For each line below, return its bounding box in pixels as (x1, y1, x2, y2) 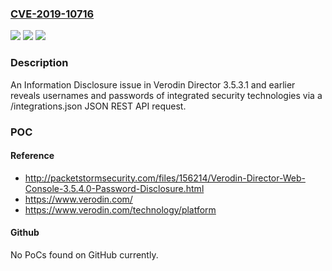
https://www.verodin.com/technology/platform (24, 203, 217, 216)
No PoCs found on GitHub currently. (10, 248, 159, 261)
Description (10, 56, 69, 70)
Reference (10, 150, 55, 162)
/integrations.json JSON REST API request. (10, 100, 187, 112)
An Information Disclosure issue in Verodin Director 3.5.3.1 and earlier (10, 78, 296, 91)
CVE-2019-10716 (10, 7, 95, 21)
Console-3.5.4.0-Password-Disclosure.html (24, 182, 205, 194)
